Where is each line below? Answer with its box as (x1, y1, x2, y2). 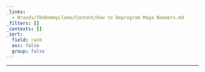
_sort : (6, 31, 23, 38)
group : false (12, 48, 45, 54)
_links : (6, 8, 26, 15)
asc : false (12, 43, 40, 49)
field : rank (12, 37, 43, 43)
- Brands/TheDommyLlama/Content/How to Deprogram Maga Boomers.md (12, 15, 184, 21)
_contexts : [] (6, 25, 43, 32)
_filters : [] (6, 20, 40, 26)
